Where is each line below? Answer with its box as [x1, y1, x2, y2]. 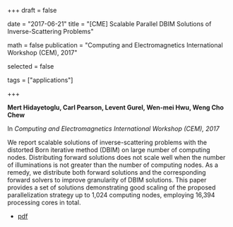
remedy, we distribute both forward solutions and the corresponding [7, 168, 206, 176]
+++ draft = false [7, 6, 57, 14]
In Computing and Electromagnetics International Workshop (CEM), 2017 [7, 124, 220, 133]
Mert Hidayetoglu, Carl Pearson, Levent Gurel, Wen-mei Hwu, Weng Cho [7, 103, 225, 112]
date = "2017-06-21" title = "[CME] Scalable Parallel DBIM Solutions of [7, 20, 212, 28]
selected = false [7, 62, 54, 70]
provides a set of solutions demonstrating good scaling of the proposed [7, 183, 216, 192]
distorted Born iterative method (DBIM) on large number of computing [7, 146, 210, 154]
